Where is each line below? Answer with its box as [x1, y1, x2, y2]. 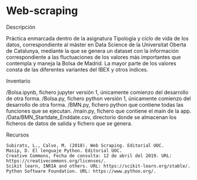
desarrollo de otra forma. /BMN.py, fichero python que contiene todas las [6, 101, 184, 108]
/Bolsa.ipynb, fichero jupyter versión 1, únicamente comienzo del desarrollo [6, 89, 189, 96]
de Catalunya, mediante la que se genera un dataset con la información [6, 47, 179, 54]
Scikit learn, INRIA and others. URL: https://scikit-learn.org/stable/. [6, 163, 191, 169]
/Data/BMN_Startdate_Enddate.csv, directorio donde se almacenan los [6, 113, 177, 121]
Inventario [6, 77, 31, 84]
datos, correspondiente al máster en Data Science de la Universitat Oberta [6, 41, 186, 48]
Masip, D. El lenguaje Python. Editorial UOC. [6, 148, 122, 154]
